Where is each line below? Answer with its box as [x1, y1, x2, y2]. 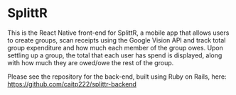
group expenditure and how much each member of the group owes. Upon [7, 43, 224, 52]
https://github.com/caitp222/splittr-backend [7, 79, 137, 88]
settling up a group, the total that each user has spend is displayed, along [7, 51, 222, 60]
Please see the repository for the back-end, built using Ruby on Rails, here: [7, 72, 227, 81]
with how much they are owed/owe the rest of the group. [7, 58, 174, 67]
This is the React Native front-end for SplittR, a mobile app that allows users [7, 28, 230, 37]
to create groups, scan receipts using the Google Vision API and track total [7, 35, 226, 44]
